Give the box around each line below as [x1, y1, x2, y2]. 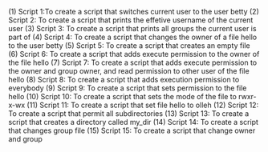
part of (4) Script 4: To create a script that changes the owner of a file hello [8, 32, 258, 42]
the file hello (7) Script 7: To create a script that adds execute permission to [8, 58, 258, 67]
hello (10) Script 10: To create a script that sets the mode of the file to [8, 92, 237, 101]
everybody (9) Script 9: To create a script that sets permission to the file [8, 83, 247, 93]
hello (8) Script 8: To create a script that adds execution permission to [8, 75, 240, 84]
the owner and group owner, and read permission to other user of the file [8, 66, 250, 75]
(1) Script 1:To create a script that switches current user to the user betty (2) [8, 7, 259, 16]
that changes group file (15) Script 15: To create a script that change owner [8, 126, 256, 135]
